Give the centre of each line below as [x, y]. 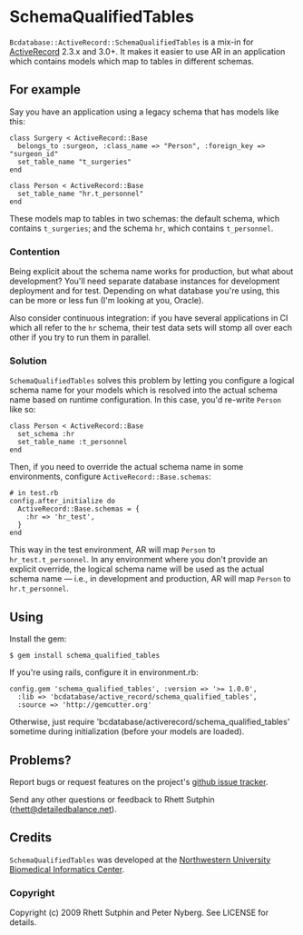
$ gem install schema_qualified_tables [85, 656]
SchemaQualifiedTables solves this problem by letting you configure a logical [152, 381]
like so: [23, 410]
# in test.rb [34, 493]
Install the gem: [38, 639]
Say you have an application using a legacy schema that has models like [144, 112]
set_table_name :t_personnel [73, 443]
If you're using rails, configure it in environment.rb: [104, 672]
